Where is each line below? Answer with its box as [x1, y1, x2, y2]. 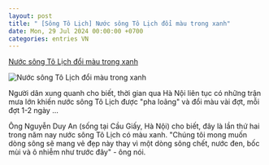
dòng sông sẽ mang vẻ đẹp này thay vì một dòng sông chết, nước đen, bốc [8, 139, 260, 149]
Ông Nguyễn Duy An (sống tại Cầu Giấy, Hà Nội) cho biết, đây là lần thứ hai [8, 121, 260, 131]
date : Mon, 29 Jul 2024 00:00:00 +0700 [8, 27, 144, 35]
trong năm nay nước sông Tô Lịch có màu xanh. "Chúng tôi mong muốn [8, 130, 248, 140]
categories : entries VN [8, 34, 89, 43]
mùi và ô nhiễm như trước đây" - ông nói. [8, 147, 146, 157]
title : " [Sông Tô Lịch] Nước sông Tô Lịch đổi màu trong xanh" [8, 20, 231, 28]
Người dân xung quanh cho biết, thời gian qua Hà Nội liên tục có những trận [8, 89, 262, 98]
